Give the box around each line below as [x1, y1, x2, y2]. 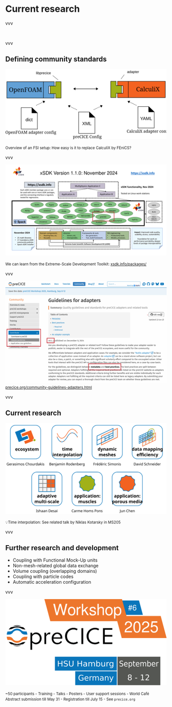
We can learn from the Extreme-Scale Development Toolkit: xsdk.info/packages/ [5, 262, 147, 267]
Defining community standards [5, 55, 107, 64]
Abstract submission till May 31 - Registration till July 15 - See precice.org [5, 697, 136, 702]
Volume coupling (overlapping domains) [12, 568, 97, 574]
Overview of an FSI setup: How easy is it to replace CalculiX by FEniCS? [5, 145, 132, 151]
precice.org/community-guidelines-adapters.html [5, 385, 92, 390]
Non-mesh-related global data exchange [12, 563, 99, 569]
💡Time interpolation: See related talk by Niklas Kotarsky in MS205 [5, 519, 121, 525]
